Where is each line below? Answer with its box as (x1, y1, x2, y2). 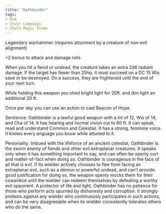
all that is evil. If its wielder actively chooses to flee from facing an (5, 161, 141, 167)
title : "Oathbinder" (5, 7, 48, 12)
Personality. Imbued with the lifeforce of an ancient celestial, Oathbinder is (5, 140, 158, 146)
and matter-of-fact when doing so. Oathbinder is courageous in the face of (5, 156, 160, 162)
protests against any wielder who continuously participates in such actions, (5, 193, 160, 199)
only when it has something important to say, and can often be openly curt (5, 151, 158, 157)
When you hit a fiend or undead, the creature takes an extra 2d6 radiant (5, 64, 153, 70)
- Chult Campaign (5, 21, 41, 26)
